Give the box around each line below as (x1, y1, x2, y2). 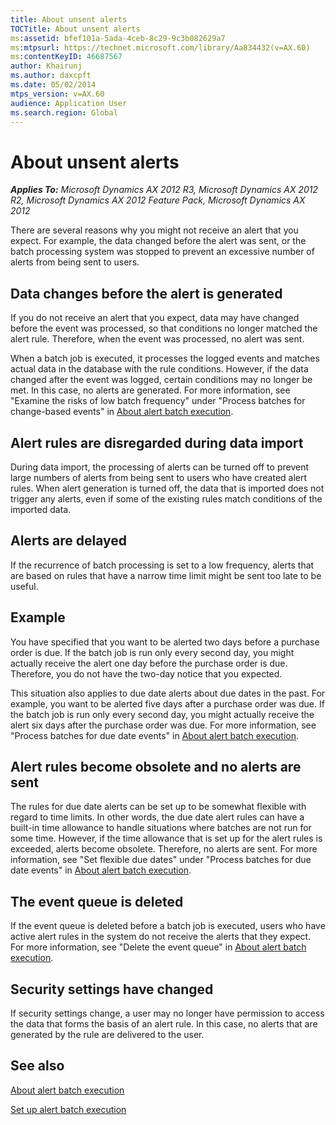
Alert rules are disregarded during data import (10, 434, 304, 451)
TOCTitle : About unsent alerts (10, 24, 141, 34)
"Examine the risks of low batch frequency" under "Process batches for (10, 395, 306, 407)
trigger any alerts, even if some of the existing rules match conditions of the (10, 492, 323, 505)
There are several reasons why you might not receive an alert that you (10, 224, 299, 236)
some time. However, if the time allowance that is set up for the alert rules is (10, 832, 323, 845)
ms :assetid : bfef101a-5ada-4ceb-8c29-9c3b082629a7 (10, 33, 226, 43)
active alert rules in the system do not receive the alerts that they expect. (10, 931, 312, 943)
